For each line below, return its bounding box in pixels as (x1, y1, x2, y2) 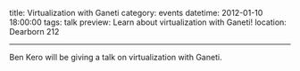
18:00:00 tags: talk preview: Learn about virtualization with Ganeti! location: (9, 17, 287, 28)
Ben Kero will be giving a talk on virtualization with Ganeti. (9, 52, 222, 62)
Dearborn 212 (9, 27, 60, 36)
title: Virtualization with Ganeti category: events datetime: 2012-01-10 (9, 8, 263, 18)
